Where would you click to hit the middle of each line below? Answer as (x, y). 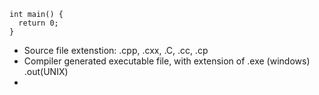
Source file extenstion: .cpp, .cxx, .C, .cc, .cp (116, 50)
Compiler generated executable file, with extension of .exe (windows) (167, 61)
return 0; (38, 23)
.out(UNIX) (46, 71)
